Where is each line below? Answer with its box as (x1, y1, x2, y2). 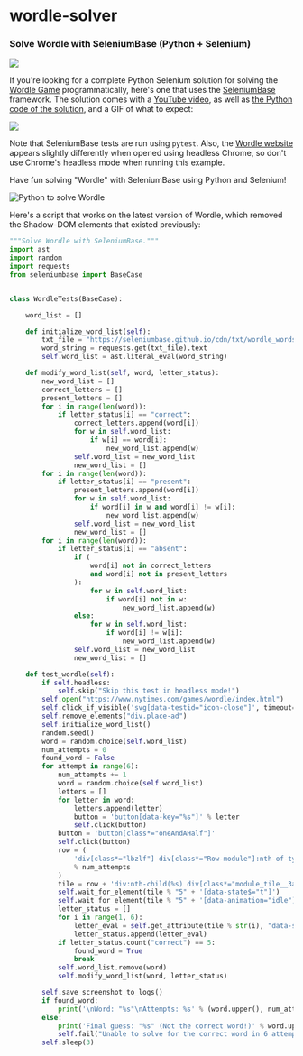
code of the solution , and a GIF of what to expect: (9, 104, 194, 115)
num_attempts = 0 (41, 745, 106, 754)
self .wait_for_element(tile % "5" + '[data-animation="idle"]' (57, 896, 300, 905)
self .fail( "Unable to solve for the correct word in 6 (57, 1030, 269, 1039)
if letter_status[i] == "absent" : (57, 545, 188, 554)
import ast (9, 245, 50, 254)
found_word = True (73, 946, 143, 956)
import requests (9, 262, 70, 271)
